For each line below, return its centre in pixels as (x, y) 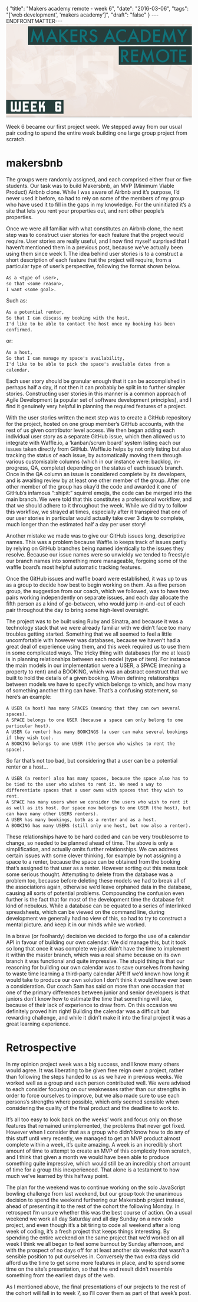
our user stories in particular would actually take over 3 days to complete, (95, 518)
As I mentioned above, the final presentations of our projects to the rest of (96, 1287)
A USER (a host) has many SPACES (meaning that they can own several (93, 708)
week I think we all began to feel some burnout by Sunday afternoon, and (95, 1244)
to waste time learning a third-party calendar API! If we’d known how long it (98, 974)
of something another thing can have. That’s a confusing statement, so (92, 690)
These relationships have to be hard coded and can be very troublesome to (98, 836)
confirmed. (19, 330)
